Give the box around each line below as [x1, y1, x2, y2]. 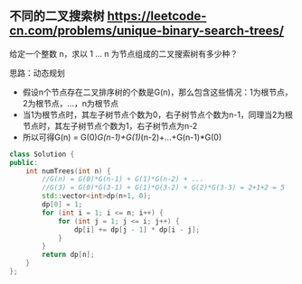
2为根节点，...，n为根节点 [22, 97, 119, 108]
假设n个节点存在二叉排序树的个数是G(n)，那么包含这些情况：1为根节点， [22, 87, 293, 97]
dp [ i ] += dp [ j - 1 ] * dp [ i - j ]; [73, 224, 201, 234]
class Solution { [9, 150, 75, 159]
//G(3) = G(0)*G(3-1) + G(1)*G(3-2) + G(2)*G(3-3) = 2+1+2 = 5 [42, 183, 285, 192]
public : [9, 158, 39, 167]
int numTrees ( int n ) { [25, 166, 111, 176]
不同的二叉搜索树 [9, 8, 105, 24]
